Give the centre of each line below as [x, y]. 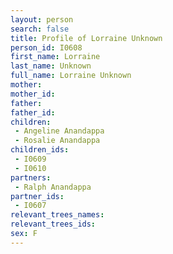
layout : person [42, 19]
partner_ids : [37, 196]
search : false [40, 29]
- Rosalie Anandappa [57, 141]
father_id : [33, 112]
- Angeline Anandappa [59, 131]
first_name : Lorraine [55, 57]
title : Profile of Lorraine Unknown [86, 38]
